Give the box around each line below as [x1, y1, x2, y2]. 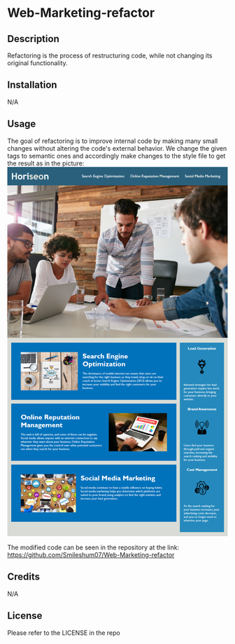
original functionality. [7, 59, 68, 67]
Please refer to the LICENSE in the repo [7, 629, 120, 637]
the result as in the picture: [7, 159, 85, 167]
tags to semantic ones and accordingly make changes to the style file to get [7, 151, 226, 160]
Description [7, 33, 59, 45]
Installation [7, 79, 57, 91]
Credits [7, 571, 41, 583]
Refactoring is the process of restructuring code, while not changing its [7, 51, 213, 60]
